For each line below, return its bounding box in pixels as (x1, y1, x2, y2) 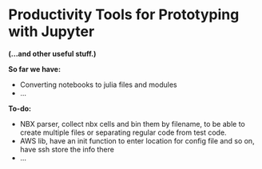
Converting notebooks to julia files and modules (19, 80, 177, 89)
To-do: (8, 104, 32, 113)
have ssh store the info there (19, 144, 114, 154)
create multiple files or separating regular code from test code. (19, 128, 227, 137)
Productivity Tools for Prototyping (8, 6, 240, 24)
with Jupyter (8, 22, 95, 41)
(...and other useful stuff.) (8, 49, 97, 58)
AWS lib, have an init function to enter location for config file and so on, (19, 136, 255, 145)
